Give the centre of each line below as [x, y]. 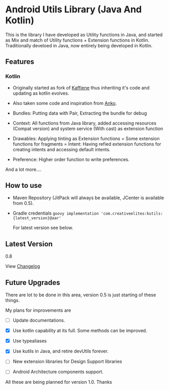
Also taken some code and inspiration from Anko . [65, 103]
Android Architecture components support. [58, 372]
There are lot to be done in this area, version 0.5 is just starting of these [81, 295]
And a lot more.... [24, 169]
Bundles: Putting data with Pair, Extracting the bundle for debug [80, 113]
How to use [24, 185]
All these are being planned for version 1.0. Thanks [59, 382]
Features [20, 62]
